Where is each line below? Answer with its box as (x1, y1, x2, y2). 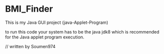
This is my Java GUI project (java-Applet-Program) (5, 19, 109, 25)
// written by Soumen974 (5, 43, 56, 49)
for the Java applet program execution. (5, 34, 84, 40)
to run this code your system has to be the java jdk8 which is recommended (5, 29, 160, 35)
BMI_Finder (5, 3, 53, 15)
